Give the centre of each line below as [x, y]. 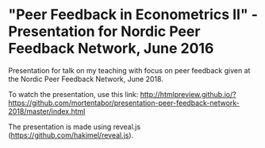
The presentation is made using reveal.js [75, 127]
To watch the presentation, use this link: [73, 94]
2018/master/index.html [47, 111]
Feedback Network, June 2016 [111, 49]
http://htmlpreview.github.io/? [188, 94]
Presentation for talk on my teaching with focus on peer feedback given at [129, 70]
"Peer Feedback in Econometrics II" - [133, 15]
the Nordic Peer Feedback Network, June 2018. [86, 79]
